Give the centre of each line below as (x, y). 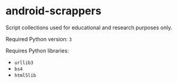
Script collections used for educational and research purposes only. (89, 27)
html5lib (25, 75)
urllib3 (24, 63)
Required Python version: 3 (39, 39)
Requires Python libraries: (37, 50)
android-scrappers (54, 11)
